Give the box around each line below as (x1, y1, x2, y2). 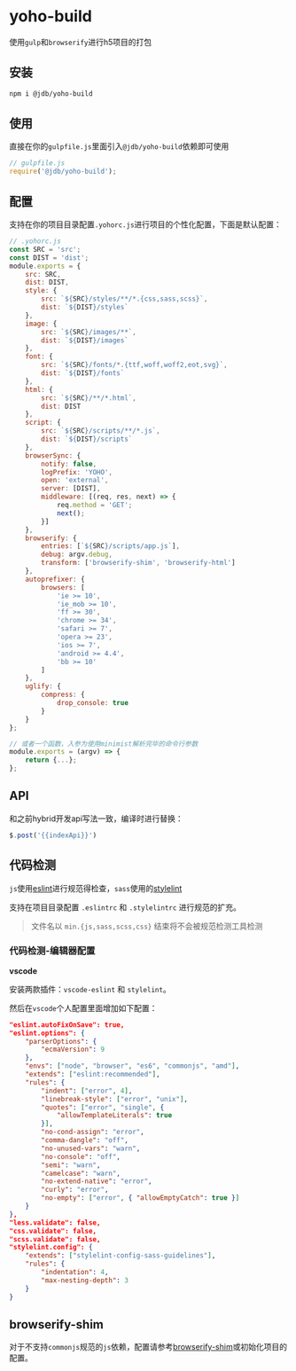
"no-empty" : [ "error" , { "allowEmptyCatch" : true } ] (41, 1194, 240, 1203)
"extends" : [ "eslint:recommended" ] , (25, 1070, 161, 1079)
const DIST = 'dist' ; (9, 253, 90, 262)
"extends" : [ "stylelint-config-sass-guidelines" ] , (25, 1251, 216, 1260)
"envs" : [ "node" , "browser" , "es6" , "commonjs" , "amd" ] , (25, 1062, 240, 1070)
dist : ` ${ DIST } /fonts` (41, 369, 125, 378)
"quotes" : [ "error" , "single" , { (41, 1102, 165, 1112)
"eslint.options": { (9, 1029, 86, 1038)
